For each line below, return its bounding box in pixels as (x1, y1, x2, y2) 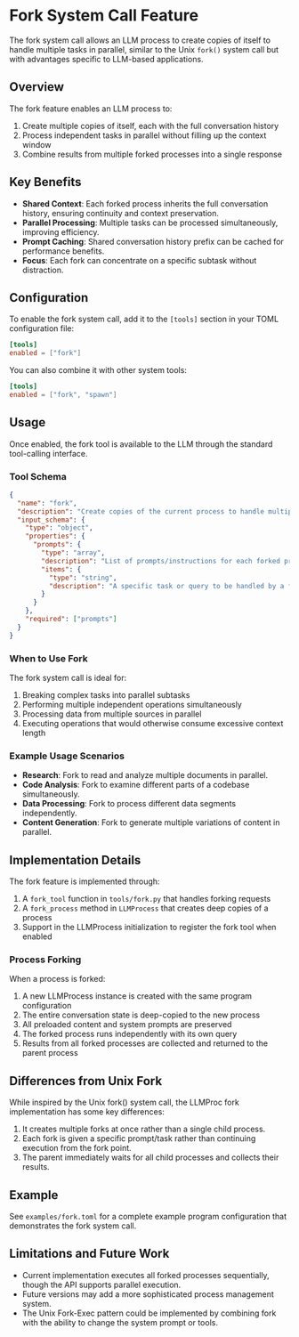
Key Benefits (9, 174, 82, 190)
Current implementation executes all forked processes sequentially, (21, 1269, 270, 1280)
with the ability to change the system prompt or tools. (21, 1317, 218, 1327)
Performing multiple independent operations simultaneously (21, 700, 242, 710)
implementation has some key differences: (9, 1106, 165, 1117)
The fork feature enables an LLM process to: (9, 103, 173, 114)
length (21, 727, 46, 739)
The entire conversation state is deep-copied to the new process (21, 1009, 261, 1020)
